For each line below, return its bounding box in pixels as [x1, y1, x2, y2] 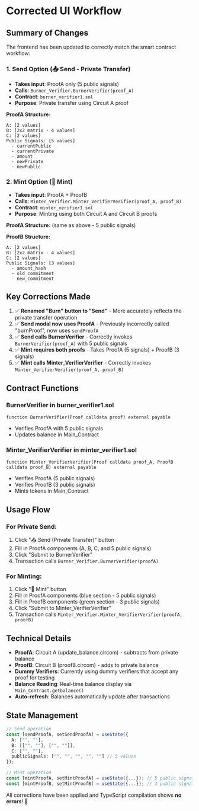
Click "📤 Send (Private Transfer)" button [14, 537, 114, 544]
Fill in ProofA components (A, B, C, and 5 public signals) [14, 545, 152, 552]
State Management [6, 710, 78, 720]
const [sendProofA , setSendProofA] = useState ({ [6, 731, 129, 737]
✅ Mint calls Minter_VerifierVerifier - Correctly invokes [14, 359, 151, 366]
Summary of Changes [6, 28, 89, 38]
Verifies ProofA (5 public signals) [14, 475, 95, 482]
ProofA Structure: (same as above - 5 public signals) [6, 221, 136, 229]
